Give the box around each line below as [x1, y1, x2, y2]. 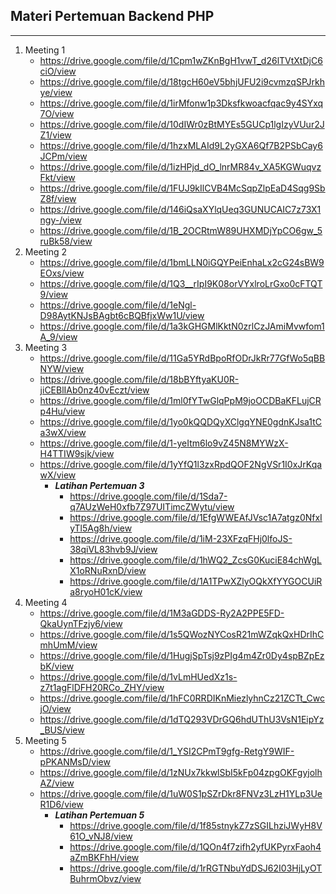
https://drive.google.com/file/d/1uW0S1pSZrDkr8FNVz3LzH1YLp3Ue [39, 787, 323, 799]
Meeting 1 [24, 44, 66, 56]
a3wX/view [39, 426, 87, 438]
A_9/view [39, 330, 78, 343]
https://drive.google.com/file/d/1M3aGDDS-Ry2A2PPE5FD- [39, 607, 285, 619]
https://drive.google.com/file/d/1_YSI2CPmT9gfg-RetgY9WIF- [39, 745, 295, 757]
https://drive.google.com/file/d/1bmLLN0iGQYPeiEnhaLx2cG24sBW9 [39, 256, 325, 268]
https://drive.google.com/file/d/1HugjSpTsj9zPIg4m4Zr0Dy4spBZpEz [39, 649, 325, 661]
